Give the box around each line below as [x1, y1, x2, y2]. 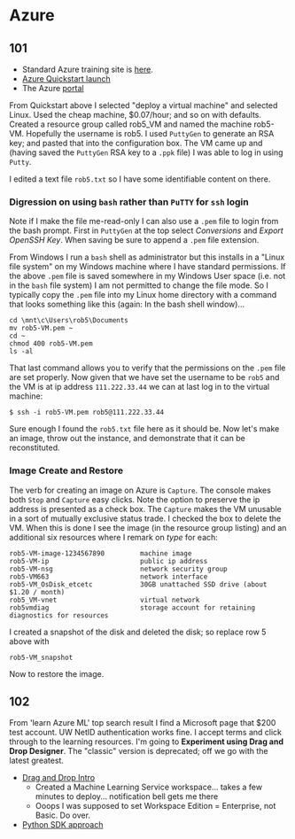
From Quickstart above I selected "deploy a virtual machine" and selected [9, 100, 278, 111]
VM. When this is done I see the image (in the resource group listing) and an [9, 522, 287, 532]
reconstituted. [9, 442, 60, 453]
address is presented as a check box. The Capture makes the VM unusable [9, 503, 282, 514]
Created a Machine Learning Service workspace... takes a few [35, 781, 263, 793]
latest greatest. [9, 755, 65, 766]
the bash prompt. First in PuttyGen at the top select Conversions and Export [9, 225, 283, 236]
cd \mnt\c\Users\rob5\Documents [9, 316, 128, 325]
